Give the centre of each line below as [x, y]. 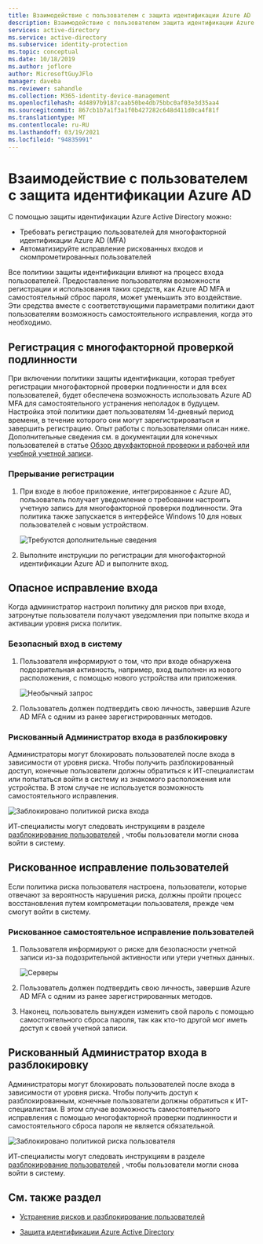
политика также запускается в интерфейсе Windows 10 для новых [131, 516]
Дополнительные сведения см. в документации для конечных [113, 437]
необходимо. [30, 322]
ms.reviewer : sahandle [45, 88]
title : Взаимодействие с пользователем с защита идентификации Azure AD [130, 15]
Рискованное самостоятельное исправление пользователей [131, 932]
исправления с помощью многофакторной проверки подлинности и [123, 1117]
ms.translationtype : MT [47, 118]
